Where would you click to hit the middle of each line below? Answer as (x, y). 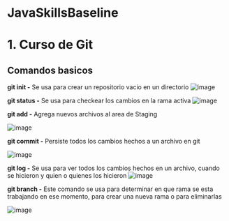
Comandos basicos (50, 70)
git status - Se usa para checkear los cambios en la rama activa (99, 101)
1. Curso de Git (50, 45)
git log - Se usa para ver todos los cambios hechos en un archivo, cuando (113, 168)
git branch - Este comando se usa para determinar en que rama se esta (110, 189)
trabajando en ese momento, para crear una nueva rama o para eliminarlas (114, 197)
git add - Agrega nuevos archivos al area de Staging (82, 114)
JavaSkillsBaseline (63, 13)
